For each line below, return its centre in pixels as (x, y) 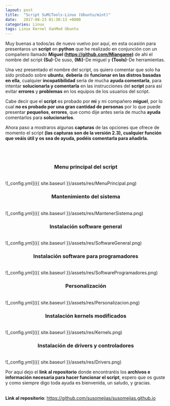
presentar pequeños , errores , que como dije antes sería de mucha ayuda (83, 112)
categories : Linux (25, 24)
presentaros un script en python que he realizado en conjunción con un (81, 49)
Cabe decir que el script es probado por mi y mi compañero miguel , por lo (84, 101)
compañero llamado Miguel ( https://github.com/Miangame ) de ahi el (79, 55)
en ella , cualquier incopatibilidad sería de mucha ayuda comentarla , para (83, 81)
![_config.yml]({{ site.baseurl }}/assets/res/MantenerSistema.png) (75, 213)
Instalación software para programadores (86, 256)
